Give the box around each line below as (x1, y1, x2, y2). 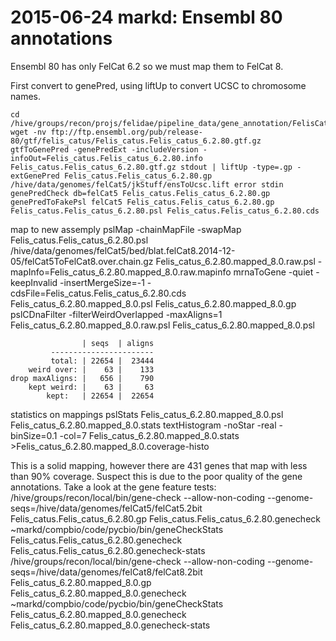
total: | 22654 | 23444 (50, 356, 155, 366)
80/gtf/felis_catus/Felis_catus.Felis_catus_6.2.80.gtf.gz (10, 136, 262, 146)
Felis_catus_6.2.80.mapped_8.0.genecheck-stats (10, 619, 211, 631)
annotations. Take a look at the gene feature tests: (10, 481, 217, 493)
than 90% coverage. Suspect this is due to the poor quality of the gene (10, 470, 303, 482)
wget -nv (10, 127, 47, 137)
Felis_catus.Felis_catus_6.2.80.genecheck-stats (10, 544, 206, 556)
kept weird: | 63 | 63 (28, 382, 155, 392)
